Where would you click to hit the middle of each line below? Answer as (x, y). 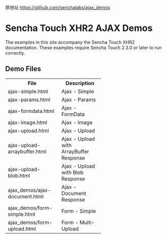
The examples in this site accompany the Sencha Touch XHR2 (70, 42)
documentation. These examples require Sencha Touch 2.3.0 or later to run (83, 48)
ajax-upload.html (28, 131)
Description (80, 83)
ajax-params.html (29, 99)
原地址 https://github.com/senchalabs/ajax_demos (58, 7)
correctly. (15, 53)
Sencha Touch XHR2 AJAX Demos (79, 28)
